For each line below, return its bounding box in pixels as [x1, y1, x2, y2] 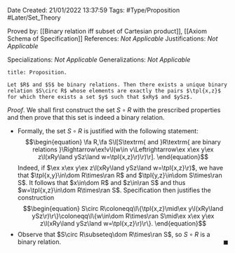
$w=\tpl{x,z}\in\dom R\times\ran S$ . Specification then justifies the [17, 186, 212, 194]
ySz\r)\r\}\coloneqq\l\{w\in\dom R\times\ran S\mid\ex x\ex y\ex [32, 212, 215, 220]
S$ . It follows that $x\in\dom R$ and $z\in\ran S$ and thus [17, 179, 186, 186]
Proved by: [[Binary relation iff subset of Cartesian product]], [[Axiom [7, 27, 207, 35]
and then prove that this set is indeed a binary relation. [7, 114, 165, 121]
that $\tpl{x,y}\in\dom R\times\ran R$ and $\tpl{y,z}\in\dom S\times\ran [17, 171, 222, 179]
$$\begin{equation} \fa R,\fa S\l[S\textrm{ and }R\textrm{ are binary [25, 138, 221, 146]
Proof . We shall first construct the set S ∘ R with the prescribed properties [7, 106, 221, 114]
